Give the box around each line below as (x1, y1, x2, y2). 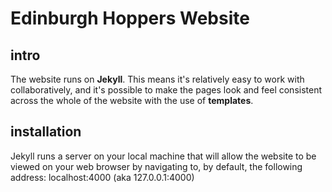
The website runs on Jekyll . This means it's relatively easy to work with (10, 73, 305, 85)
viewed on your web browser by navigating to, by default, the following (10, 160, 303, 172)
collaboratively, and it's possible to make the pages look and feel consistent (10, 84, 323, 96)
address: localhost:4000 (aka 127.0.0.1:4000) (10, 171, 195, 183)
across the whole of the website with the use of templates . (10, 95, 254, 106)
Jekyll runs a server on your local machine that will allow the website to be (10, 150, 317, 162)
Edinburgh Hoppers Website (10, 7, 250, 30)
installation (10, 123, 82, 141)
